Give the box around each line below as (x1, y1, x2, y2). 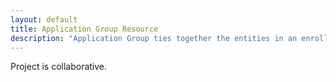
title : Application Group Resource (10, 24, 159, 34)
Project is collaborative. (10, 61, 108, 73)
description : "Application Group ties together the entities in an (10, 33, 298, 43)
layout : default (10, 14, 78, 25)
